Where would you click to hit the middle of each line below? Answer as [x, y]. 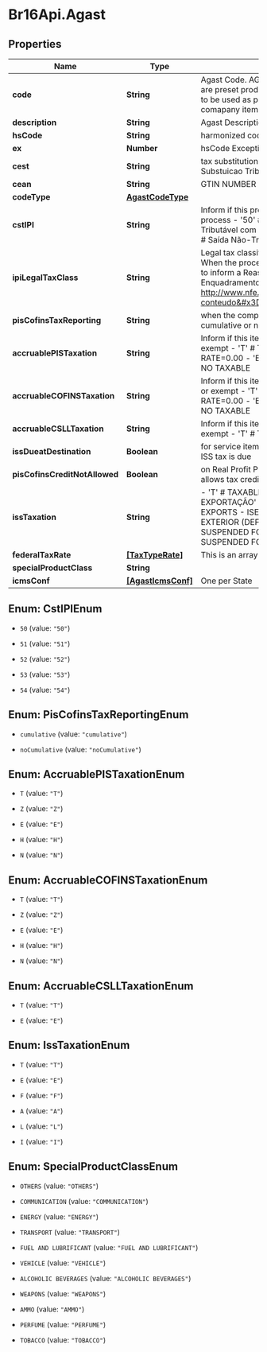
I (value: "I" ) [41, 1141]
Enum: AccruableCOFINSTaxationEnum [108, 880]
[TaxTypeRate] [155, 555]
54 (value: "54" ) [45, 690]
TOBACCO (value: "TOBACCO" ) [62, 1340]
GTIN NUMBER [228, 184]
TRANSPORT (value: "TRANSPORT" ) [70, 1232]
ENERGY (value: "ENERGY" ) [59, 1216]
